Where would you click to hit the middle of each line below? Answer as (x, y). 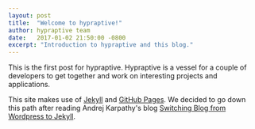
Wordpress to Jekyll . (42, 116)
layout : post (30, 15)
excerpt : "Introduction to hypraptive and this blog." (101, 45)
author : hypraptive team (49, 30)
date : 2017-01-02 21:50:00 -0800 (67, 38)
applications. (29, 85)
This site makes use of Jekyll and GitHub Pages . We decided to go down (127, 100)
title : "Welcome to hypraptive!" (66, 23)
